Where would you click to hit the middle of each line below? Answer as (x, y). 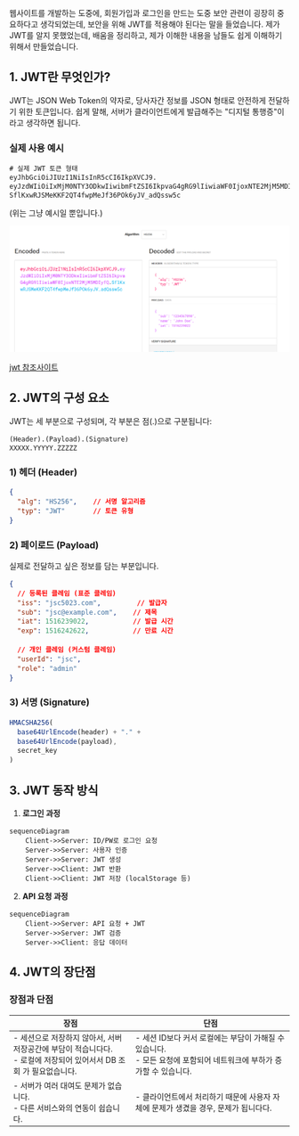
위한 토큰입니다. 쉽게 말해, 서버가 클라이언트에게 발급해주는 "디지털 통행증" (148, 111)
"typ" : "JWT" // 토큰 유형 (75, 511)
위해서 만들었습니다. (44, 46)
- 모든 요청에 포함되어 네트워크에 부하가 (204, 1060)
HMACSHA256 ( (31, 723)
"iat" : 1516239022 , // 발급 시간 (95, 622)
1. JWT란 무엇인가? (60, 77)
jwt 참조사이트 (34, 367)
